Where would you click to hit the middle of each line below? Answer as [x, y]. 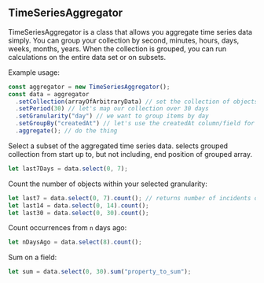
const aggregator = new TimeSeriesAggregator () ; [89, 87]
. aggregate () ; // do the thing [66, 131]
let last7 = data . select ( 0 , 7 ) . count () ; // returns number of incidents [130, 198]
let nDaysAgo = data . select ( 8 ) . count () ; [75, 242]
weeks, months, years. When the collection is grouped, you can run [117, 48]
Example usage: [34, 72]
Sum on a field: [33, 257]
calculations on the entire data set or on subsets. [87, 57]
